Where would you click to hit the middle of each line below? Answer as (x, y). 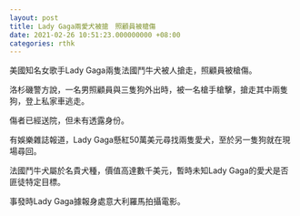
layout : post (34, 18)
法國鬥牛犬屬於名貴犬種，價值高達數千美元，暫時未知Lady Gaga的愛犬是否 (149, 170)
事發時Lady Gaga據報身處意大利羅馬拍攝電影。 (97, 201)
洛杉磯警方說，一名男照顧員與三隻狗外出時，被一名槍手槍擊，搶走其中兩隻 (149, 90)
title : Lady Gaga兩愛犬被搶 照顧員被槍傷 (83, 26)
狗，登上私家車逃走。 (49, 101)
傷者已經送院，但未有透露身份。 (69, 120)
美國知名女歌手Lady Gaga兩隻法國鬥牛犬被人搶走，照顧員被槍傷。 (133, 70)
